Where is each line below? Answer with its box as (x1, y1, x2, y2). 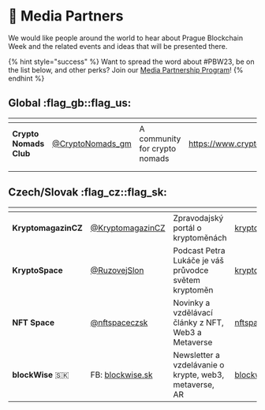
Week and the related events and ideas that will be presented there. (8, 41, 228, 50)
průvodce (173, 264, 209, 275)
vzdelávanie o (173, 359, 225, 370)
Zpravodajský (173, 212, 224, 223)
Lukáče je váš (173, 255, 225, 266)
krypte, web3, (173, 369, 225, 380)
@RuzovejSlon (90, 264, 144, 275)
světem (173, 274, 201, 285)
